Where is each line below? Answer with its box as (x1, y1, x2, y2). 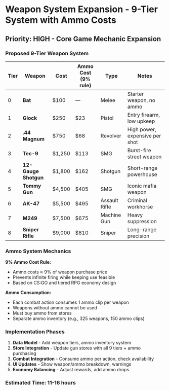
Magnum (22, 135, 45, 143)
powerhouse (127, 171, 158, 178)
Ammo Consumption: (5, 290, 52, 296)
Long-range (127, 226, 157, 233)
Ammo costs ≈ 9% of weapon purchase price (12, 269, 108, 275)
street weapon (127, 153, 162, 160)
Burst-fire (127, 147, 152, 154)
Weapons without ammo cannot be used (12, 305, 97, 311)
